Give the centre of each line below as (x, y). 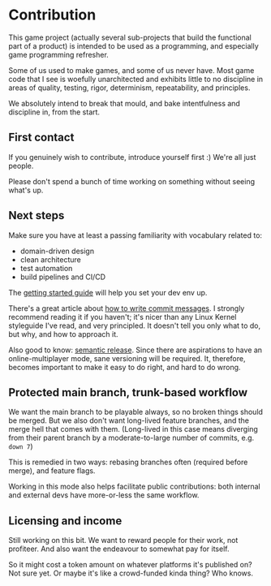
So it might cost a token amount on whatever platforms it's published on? (131, 565)
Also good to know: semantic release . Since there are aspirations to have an (135, 350)
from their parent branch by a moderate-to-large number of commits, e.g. (131, 438)
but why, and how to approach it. (64, 334)
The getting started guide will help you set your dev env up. (108, 292)
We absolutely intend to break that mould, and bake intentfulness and (125, 103)
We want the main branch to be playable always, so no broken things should (136, 412)
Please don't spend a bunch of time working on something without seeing (132, 181)
